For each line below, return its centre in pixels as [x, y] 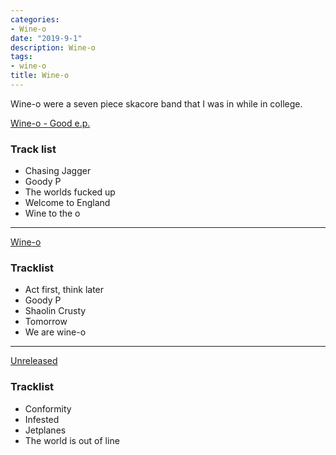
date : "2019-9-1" [46, 38]
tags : [21, 57]
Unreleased [34, 361]
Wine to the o [52, 213]
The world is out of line [72, 440]
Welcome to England [67, 203]
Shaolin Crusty [55, 311]
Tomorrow [46, 322]
